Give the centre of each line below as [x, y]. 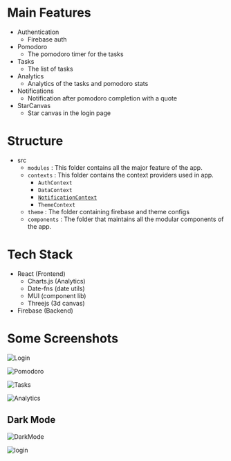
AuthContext [55, 183]
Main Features [49, 13]
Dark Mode [31, 420]
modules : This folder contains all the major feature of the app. [115, 167]
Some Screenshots [63, 338]
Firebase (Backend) [45, 311]
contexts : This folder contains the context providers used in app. [121, 175]
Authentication [38, 32]
